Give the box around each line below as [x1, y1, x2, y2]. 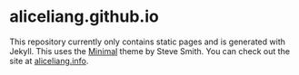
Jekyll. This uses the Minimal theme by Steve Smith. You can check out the [9, 45, 291, 56]
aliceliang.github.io [9, 6, 159, 27]
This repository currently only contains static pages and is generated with [9, 36, 286, 47]
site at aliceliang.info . [9, 55, 89, 66]
